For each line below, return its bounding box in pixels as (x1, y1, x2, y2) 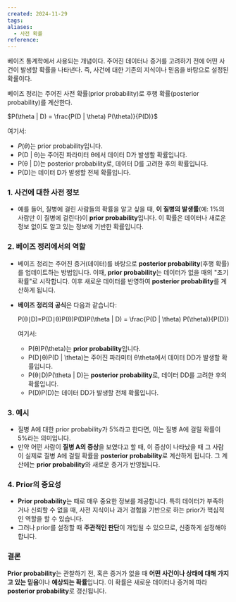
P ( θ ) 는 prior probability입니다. (17, 142, 104, 150)
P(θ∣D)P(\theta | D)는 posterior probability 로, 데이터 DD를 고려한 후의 (27, 371, 227, 379)
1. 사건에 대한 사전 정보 (7, 188, 80, 197)
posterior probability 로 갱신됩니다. (7, 586, 107, 595)
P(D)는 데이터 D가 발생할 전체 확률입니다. (17, 168, 132, 177)
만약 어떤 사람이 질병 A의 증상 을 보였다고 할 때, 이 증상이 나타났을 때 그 (17, 443, 211, 451)
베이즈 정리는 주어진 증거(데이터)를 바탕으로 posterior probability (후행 (17, 259, 214, 268)
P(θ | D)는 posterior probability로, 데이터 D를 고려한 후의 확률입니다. (17, 159, 209, 168)
